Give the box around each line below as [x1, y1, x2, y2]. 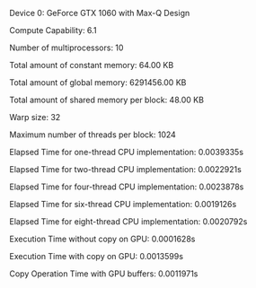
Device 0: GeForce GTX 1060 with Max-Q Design [9, 8, 190, 18]
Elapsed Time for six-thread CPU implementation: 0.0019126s [9, 199, 237, 209]
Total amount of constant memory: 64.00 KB [9, 60, 174, 70]
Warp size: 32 [9, 112, 61, 122]
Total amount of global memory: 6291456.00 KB [9, 77, 187, 88]
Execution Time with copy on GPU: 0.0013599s [9, 251, 184, 261]
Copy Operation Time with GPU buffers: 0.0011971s [9, 268, 199, 279]
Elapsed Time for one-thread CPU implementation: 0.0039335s [9, 147, 244, 157]
